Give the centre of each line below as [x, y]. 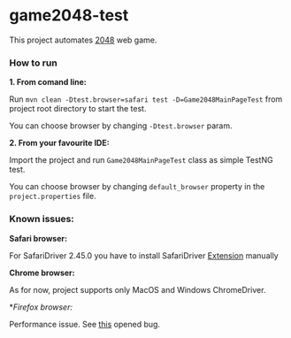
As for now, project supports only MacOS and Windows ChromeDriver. [138, 289]
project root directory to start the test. [78, 109]
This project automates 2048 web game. [83, 40]
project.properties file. [53, 196]
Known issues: [42, 219]
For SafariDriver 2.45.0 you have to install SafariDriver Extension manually [144, 255]
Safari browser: [38, 238]
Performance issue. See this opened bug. [85, 324]
